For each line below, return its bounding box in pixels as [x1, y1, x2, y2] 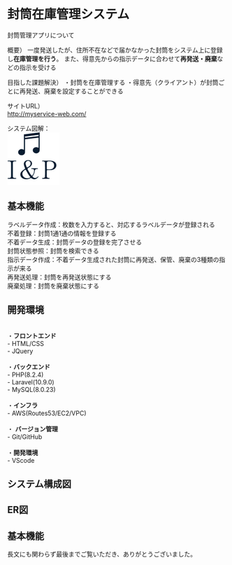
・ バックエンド [7, 362, 50, 371]
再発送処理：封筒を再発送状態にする [7, 272, 112, 281]
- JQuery [7, 347, 34, 355]
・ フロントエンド [7, 331, 57, 340]
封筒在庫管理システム [7, 6, 130, 22]
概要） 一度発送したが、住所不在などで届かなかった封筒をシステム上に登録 [7, 46, 223, 54]
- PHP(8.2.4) [7, 370, 44, 379]
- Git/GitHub [7, 432, 43, 441]
